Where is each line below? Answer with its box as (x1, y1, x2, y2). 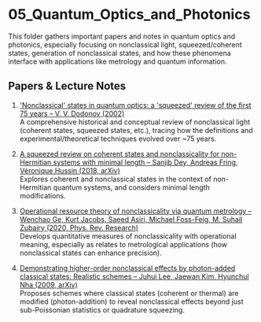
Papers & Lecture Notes (8, 80, 127, 93)
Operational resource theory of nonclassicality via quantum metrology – (19, 206, 252, 216)
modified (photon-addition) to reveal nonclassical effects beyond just (19, 297, 244, 306)
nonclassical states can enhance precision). (19, 248, 163, 257)
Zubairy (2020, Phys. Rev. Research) (19, 223, 139, 232)
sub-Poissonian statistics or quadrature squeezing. (19, 305, 185, 314)
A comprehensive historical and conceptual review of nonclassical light (19, 117, 251, 127)
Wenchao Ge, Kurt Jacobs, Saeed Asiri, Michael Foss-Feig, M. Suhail (19, 214, 243, 224)
